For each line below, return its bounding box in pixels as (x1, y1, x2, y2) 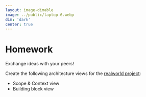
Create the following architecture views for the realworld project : (5, 70, 141, 77)
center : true (5, 21, 33, 27)
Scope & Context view (12, 80, 60, 87)
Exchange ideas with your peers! (5, 61, 74, 67)
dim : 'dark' (5, 17, 31, 22)
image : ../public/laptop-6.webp (5, 12, 74, 17)
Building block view (12, 86, 54, 92)
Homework (5, 44, 53, 55)
